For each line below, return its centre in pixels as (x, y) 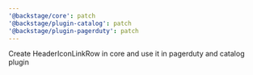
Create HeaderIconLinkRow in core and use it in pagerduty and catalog (126, 54)
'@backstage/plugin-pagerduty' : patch (74, 31)
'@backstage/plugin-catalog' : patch (70, 23)
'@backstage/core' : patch (52, 16)
